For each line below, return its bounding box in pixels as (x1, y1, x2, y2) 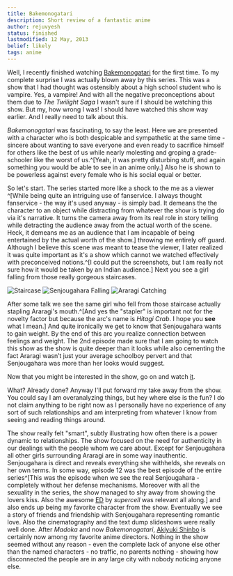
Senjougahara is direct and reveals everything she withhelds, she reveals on (7, 458, 225, 467)
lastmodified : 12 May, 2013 (7, 36, 89, 43)
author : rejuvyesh (7, 23, 61, 30)
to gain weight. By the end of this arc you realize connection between (7, 329, 207, 338)
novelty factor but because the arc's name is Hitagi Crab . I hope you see (7, 314, 216, 322)
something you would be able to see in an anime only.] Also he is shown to (7, 163, 221, 171)
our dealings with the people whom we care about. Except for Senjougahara (7, 444, 225, 452)
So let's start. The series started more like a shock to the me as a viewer (7, 184, 214, 192)
